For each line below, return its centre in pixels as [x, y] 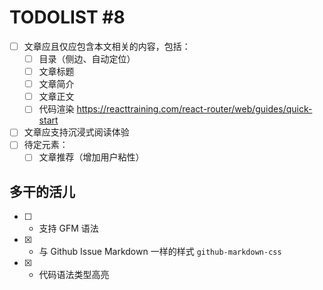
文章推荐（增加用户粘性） [91, 157]
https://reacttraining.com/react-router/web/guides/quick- [194, 109]
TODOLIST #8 [67, 17]
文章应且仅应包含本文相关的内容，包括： [107, 46]
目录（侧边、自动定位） [87, 59]
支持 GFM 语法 [68, 228]
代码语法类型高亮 [74, 275]
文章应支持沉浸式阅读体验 [76, 132]
